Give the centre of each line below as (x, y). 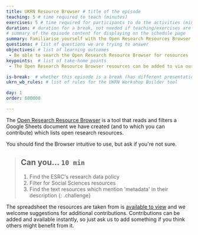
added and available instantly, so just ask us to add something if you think (96, 219)
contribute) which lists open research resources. (65, 132)
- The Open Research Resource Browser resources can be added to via (96, 66)
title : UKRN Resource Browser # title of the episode (74, 11)
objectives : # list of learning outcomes (58, 50)
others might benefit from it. (40, 225)
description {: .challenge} (60, 195)
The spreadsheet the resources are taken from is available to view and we (96, 207)
